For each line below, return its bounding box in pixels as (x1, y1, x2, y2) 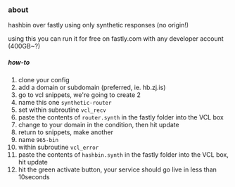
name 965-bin (18, 136, 59, 144)
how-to (8, 58, 30, 66)
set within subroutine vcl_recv (18, 105, 106, 114)
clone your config (18, 76, 70, 84)
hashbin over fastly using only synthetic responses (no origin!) (8, 21, 189, 30)
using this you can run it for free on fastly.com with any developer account (8, 34, 224, 43)
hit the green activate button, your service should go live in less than (18, 165, 217, 174)
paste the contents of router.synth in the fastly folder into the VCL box (18, 113, 224, 122)
